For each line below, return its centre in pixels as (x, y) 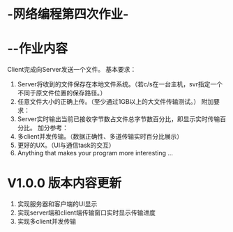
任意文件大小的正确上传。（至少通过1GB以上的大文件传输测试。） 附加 (115, 102)
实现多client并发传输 (47, 222)
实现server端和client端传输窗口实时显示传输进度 (86, 212)
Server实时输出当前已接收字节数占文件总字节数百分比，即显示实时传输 (119, 119)
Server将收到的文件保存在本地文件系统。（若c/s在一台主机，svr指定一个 (120, 84)
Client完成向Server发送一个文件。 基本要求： (72, 70)
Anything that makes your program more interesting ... (95, 153)
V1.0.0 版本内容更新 (65, 184)
